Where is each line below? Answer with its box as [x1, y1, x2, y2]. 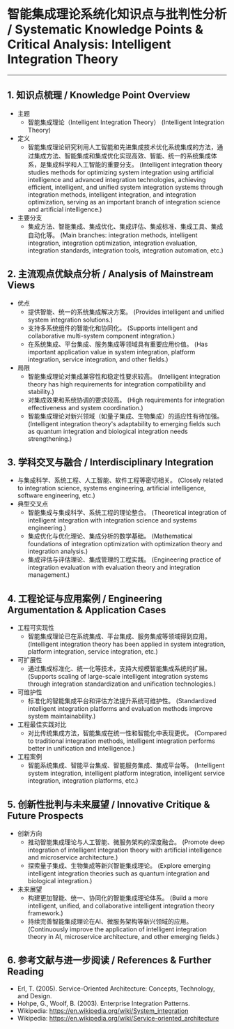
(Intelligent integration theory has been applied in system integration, [27, 640, 226, 649]
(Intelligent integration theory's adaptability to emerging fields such [27, 419, 221, 428]
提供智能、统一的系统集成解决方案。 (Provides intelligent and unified [27, 308, 224, 316]
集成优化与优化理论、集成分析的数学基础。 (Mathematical [27, 532, 193, 541]
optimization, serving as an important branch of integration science [27, 197, 221, 206]
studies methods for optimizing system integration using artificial [27, 168, 214, 176]
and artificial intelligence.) [27, 205, 102, 213]
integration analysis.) [27, 547, 88, 555]
